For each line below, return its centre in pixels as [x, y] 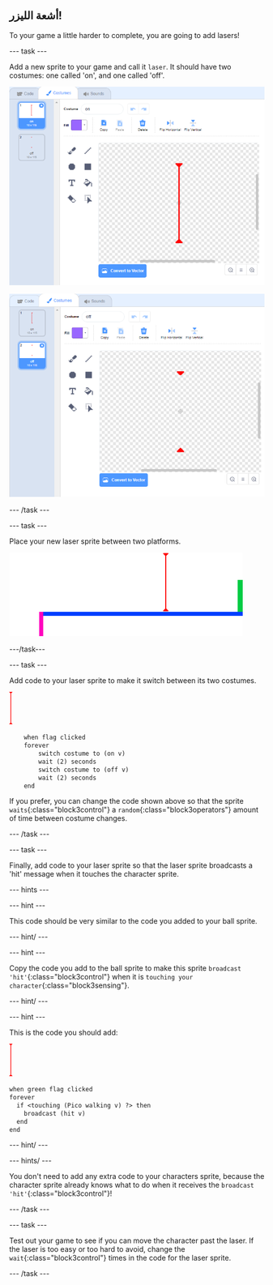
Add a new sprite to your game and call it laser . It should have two [120, 66]
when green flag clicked [51, 1089]
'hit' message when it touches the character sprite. [94, 873]
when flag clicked [55, 737]
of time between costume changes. [68, 818]
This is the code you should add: [64, 1032]
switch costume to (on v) [82, 753]
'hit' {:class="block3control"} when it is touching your [101, 976]
